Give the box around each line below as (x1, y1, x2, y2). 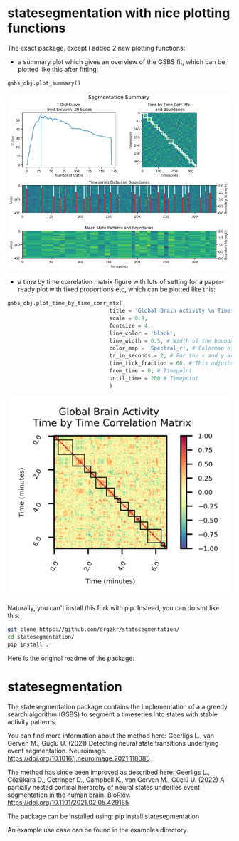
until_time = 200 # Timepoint (109, 375, 199, 382)
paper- (203, 278, 225, 286)
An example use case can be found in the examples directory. (7, 825, 188, 834)
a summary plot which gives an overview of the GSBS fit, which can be (17, 57, 225, 66)
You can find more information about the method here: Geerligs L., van (7, 731, 215, 740)
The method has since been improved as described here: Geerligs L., (7, 768, 210, 776)
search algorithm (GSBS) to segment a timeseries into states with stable (7, 710, 218, 719)
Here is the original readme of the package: (7, 654, 135, 662)
